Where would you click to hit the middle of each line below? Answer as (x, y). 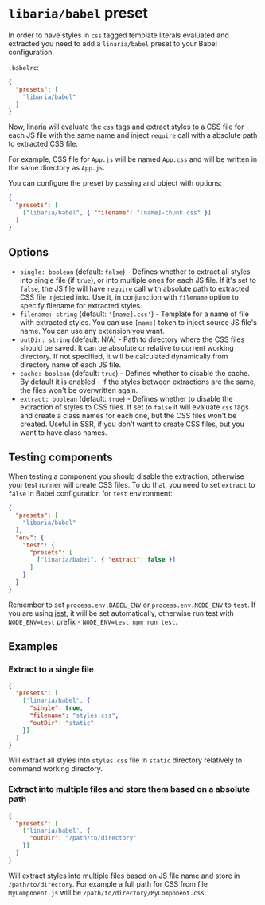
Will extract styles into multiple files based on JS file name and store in (124, 876)
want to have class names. (63, 432)
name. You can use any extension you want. (92, 331)
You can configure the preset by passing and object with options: (115, 183)
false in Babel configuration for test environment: (90, 493)
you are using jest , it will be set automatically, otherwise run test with (121, 613)
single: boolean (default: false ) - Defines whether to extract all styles (135, 272)
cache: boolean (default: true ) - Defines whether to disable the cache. (135, 373)
